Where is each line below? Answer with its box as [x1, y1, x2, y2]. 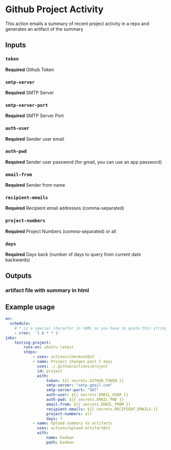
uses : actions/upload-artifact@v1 [37, 425, 110, 431]
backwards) [5, 257, 31, 263]
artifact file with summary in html [5, 287, 90, 294]
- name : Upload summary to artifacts [32, 421, 113, 426]
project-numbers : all [46, 411, 93, 416]
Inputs [5, 41, 26, 50]
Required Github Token [5, 66, 54, 73]
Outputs [5, 272, 32, 280]
